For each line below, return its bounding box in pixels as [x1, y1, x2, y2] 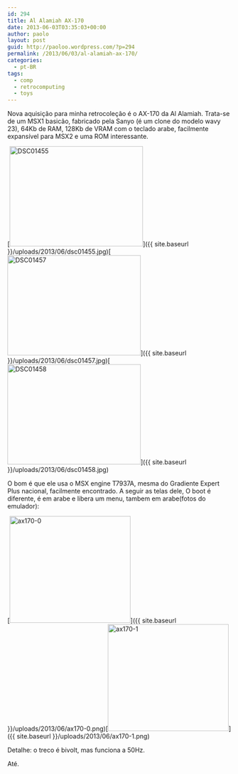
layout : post [7, 37, 46, 44]
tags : [7, 70, 23, 77]
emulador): [7, 502, 40, 511]
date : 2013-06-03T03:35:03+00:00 [7, 23, 107, 31]
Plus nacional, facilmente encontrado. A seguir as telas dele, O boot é [7, 487, 211, 496]
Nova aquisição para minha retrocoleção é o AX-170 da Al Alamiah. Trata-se [7, 110, 230, 118]
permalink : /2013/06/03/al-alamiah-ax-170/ [7, 51, 139, 58]
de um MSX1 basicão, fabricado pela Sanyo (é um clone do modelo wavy [7, 117, 221, 125]
